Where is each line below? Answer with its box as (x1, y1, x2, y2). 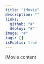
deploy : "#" (10, 26, 35, 31)
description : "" (5, 12, 39, 17)
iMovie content (5, 54, 36, 60)
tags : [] (5, 36, 24, 41)
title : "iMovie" (5, 7, 39, 13)
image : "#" (5, 31, 28, 36)
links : (5, 17, 19, 22)
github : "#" (10, 21, 35, 27)
